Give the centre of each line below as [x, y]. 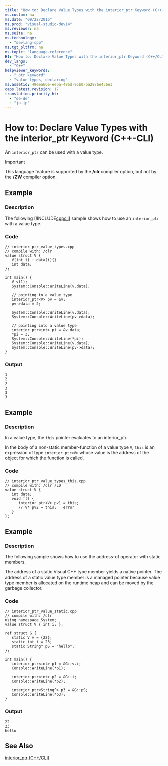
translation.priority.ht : [32, 94]
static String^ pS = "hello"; [43, 646]
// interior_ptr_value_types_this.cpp [45, 481]
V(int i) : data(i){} [34, 260]
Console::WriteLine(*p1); [39, 668]
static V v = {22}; [32, 638]
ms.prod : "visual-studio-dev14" [39, 24]
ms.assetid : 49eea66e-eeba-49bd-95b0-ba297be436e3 [59, 84]
